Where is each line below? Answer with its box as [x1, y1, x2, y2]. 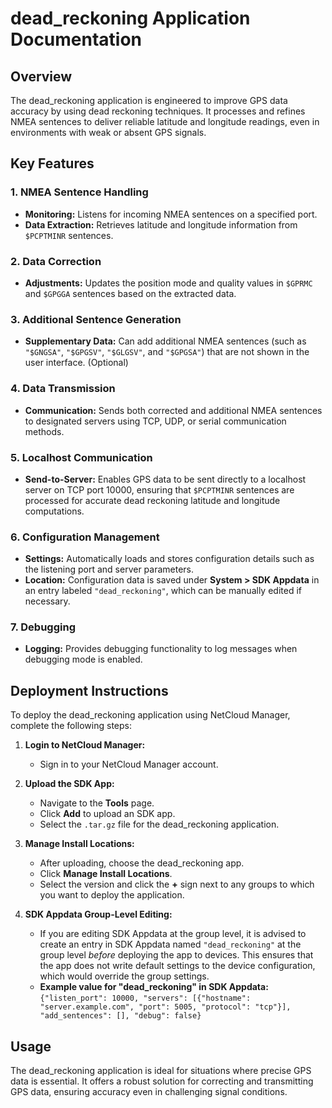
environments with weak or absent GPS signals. [10, 127, 207, 138]
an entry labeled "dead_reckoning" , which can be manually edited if [24, 585, 302, 597]
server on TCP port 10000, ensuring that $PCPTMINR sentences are [24, 483, 295, 496]
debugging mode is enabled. [24, 653, 143, 666]
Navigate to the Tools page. [39, 797, 155, 809]
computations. [24, 505, 85, 517]
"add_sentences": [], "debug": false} [39, 1011, 202, 1021]
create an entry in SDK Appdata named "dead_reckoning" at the [39, 938, 302, 951]
